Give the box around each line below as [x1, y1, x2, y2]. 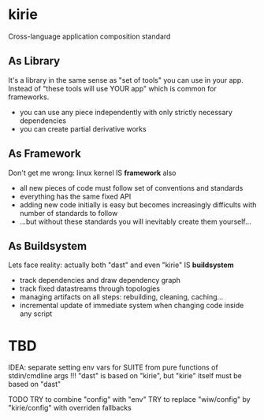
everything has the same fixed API [19, 191, 132, 201]
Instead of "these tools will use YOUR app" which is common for [8, 84, 217, 93]
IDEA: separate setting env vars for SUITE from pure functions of [8, 362, 218, 372]
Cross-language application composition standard [8, 32, 171, 41]
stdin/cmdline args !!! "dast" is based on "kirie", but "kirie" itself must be [8, 371, 243, 381]
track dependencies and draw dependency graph [19, 276, 181, 285]
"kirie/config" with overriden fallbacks [8, 403, 132, 413]
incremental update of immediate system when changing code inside [19, 301, 244, 310]
